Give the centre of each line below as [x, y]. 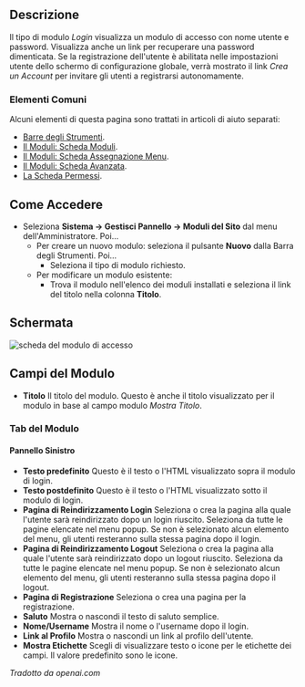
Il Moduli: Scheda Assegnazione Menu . [96, 156]
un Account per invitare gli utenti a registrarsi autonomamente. [127, 76]
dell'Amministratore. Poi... [71, 235]
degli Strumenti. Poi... [76, 255]
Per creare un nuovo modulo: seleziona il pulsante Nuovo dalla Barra [165, 245]
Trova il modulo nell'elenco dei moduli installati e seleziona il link [170, 284]
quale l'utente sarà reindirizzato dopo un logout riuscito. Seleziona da [153, 558]
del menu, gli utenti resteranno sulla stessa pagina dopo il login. [142, 538]
